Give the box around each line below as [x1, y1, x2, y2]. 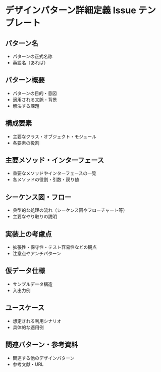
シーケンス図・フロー [5, 193, 72, 201]
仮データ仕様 [5, 266, 45, 275]
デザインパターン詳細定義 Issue [5, 5, 136, 16]
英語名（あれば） [12, 60, 48, 66]
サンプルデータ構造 [12, 281, 53, 287]
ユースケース [5, 304, 44, 312]
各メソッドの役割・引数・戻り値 [12, 176, 79, 182]
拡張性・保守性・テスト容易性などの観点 [12, 244, 97, 250]
